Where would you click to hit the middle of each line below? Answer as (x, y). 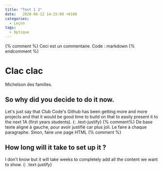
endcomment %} (22, 51)
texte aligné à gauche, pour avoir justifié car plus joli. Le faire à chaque (76, 127)
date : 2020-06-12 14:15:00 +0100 (41, 14)
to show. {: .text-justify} (28, 164)
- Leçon (17, 23)
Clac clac (24, 71)
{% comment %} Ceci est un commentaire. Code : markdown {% (70, 46)
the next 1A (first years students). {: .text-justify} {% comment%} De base (79, 122)
